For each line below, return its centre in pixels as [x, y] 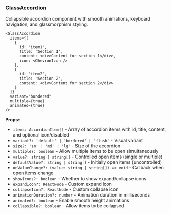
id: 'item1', [33, 47]
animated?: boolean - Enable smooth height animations [71, 200]
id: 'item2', [33, 74]
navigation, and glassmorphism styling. [47, 24]
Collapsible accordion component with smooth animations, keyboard [78, 19]
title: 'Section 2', [41, 79]
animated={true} [27, 106]
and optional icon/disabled [41, 135]
